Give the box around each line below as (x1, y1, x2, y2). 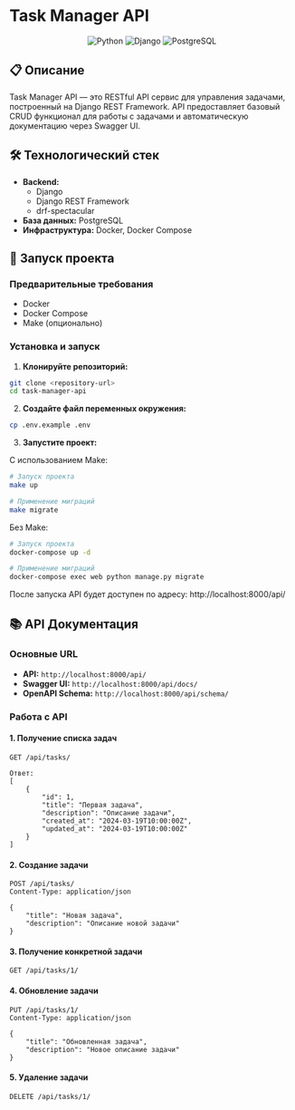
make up (9, 481, 39, 490)
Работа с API (9, 710, 68, 723)
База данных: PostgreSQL (22, 215, 124, 226)
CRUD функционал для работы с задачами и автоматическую (9, 111, 249, 121)
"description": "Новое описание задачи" (25, 1045, 180, 1054)
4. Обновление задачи (9, 985, 99, 996)
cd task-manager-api (9, 387, 88, 396)
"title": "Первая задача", (42, 800, 144, 809)
